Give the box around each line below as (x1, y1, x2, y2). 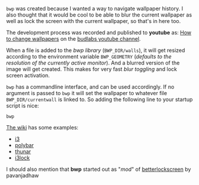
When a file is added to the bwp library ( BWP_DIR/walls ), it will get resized (6, 47, 185, 54)
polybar (14, 142, 34, 148)
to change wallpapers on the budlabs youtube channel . (6, 35, 141, 42)
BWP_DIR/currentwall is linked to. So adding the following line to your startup (6, 96, 193, 103)
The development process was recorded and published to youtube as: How (6, 29, 192, 36)
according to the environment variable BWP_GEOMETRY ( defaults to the (6, 53, 172, 60)
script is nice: (6, 102, 39, 109)
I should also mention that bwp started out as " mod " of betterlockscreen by (6, 165, 191, 173)
